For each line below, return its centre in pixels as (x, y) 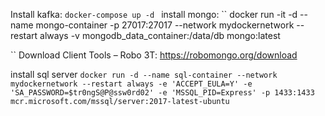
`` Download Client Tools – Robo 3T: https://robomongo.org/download (154, 55)
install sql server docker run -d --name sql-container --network (144, 74)
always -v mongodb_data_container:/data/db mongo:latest (160, 35)
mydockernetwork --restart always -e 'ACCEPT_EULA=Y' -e (131, 84)
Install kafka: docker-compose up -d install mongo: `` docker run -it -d (154, 14)
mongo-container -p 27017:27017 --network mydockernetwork (165, 25)
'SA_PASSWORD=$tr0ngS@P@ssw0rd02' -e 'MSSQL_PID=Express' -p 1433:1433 (162, 93)
